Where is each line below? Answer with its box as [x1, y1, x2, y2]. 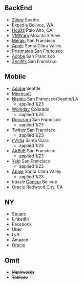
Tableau [11, 274, 28, 280]
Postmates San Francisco [11, 48, 63, 54]
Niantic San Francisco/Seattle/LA [11, 96, 79, 101]
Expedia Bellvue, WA [11, 22, 54, 28]
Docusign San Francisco [11, 117, 61, 122]
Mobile [4, 73, 26, 81]
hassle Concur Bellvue [11, 179, 57, 184]
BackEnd [4, 4, 32, 12]
